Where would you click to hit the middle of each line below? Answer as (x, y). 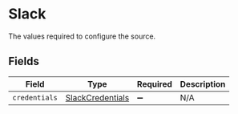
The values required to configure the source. (82, 36)
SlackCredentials (97, 97)
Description (203, 83)
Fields (24, 61)
